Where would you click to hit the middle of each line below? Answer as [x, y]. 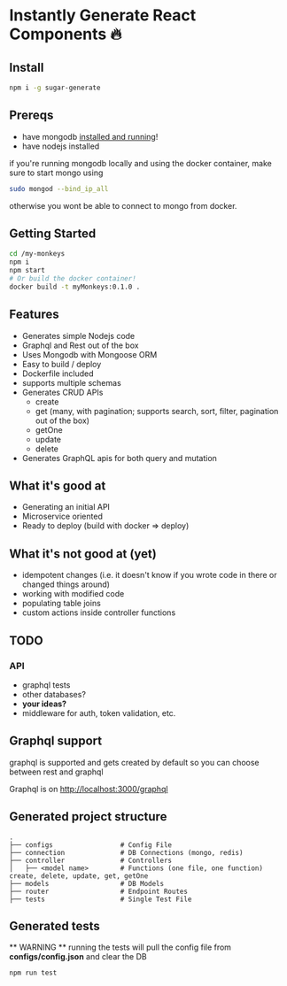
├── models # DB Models [87, 883]
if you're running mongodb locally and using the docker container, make [140, 163]
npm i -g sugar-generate [55, 88]
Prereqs [31, 116]
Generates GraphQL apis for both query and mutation [119, 458]
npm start [27, 271]
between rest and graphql [56, 772]
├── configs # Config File [91, 845]
